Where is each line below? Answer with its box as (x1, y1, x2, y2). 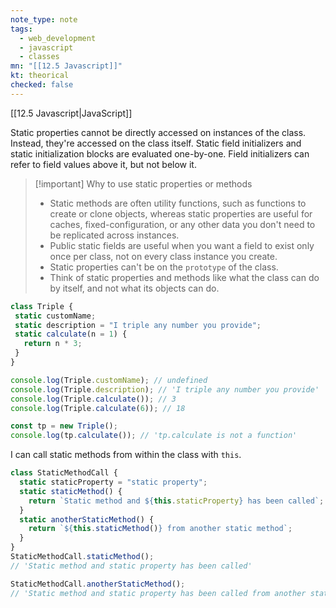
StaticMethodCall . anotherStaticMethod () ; (10, 579, 186, 589)
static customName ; (14, 311, 97, 321)
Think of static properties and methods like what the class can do (49, 271, 320, 283)
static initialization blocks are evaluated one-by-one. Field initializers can (10, 147, 310, 160)
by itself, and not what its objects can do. (49, 282, 220, 294)
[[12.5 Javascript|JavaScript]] (10, 107, 133, 119)
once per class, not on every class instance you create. (49, 250, 278, 262)
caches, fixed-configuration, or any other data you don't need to (49, 218, 316, 230)
